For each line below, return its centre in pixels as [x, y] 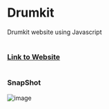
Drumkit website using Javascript [54, 32]
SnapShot [24, 83]
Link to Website [34, 57]
